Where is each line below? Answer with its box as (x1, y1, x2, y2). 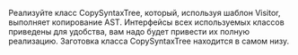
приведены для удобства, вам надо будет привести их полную (8, 27, 250, 36)
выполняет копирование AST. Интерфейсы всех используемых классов (8, 17, 285, 27)
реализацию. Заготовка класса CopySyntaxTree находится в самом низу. (8, 35, 290, 46)
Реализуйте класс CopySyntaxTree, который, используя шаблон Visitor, (8, 8, 281, 18)
